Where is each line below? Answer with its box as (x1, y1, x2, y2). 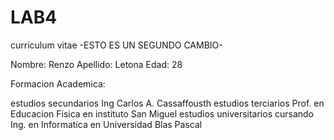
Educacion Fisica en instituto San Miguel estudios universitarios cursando (10, 107, 315, 120)
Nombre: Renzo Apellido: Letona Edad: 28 (10, 58, 183, 70)
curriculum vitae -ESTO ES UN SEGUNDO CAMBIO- (10, 39, 223, 51)
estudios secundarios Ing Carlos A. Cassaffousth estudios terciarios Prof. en (10, 97, 325, 109)
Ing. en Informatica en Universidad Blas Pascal (10, 118, 203, 130)
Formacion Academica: (10, 77, 106, 90)
